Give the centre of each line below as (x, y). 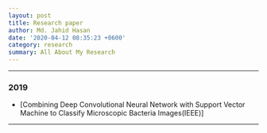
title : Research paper (46, 23)
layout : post (30, 15)
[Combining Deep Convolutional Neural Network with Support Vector (132, 104)
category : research (41, 45)
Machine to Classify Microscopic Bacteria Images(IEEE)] (112, 113)
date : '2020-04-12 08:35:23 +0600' (67, 38)
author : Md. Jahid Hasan (49, 30)
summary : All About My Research (62, 52)
